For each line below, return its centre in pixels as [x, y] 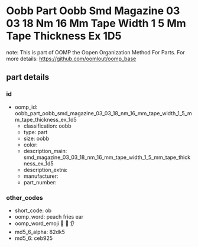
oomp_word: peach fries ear [49, 216]
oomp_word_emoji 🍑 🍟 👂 [45, 223]
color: [31, 144]
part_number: [40, 182]
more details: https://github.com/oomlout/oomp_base [71, 58]
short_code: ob [33, 210]
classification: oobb [48, 126]
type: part [35, 132]
